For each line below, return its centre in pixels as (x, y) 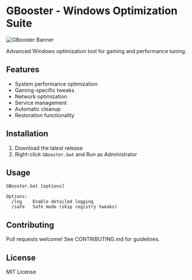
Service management (41, 103)
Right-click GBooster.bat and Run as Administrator (76, 154)
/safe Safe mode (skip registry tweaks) (64, 207)
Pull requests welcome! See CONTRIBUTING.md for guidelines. (83, 239)
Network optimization (41, 96)
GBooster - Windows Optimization (92, 11)
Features (23, 70)
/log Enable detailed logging (53, 202)
